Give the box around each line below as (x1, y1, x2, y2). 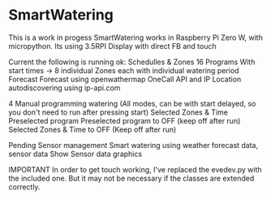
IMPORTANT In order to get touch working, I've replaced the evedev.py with (8, 164, 262, 174)
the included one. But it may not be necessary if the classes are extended (8, 173, 255, 183)
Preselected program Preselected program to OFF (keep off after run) (8, 115, 241, 125)
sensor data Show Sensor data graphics (8, 149, 143, 159)
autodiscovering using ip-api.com (8, 83, 121, 93)
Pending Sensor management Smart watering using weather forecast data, (8, 140, 259, 150)
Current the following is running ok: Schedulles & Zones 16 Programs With (8, 57, 256, 67)
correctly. (8, 181, 41, 192)
